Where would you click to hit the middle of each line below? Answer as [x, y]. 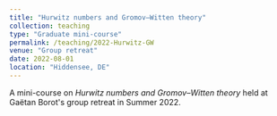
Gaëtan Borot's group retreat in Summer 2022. [95, 102]
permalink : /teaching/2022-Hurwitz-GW [82, 42]
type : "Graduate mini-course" [66, 34]
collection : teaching [50, 26]
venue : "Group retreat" [54, 51]
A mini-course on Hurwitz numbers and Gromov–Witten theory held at [139, 92]
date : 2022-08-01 [42, 59]
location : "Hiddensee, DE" [60, 68]
